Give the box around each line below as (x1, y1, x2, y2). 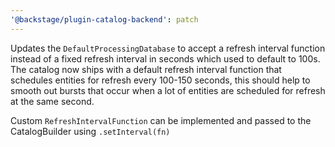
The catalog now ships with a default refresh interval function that (10, 63, 282, 75)
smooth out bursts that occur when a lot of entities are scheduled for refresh (10, 84, 326, 96)
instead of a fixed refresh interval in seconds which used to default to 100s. (10, 52, 321, 65)
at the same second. (10, 95, 95, 107)
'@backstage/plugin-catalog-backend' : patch (10, 14, 199, 25)
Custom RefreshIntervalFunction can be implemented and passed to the (10, 114, 312, 126)
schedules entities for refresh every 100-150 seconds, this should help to (10, 74, 311, 86)
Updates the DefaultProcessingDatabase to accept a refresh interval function (10, 42, 326, 54)
